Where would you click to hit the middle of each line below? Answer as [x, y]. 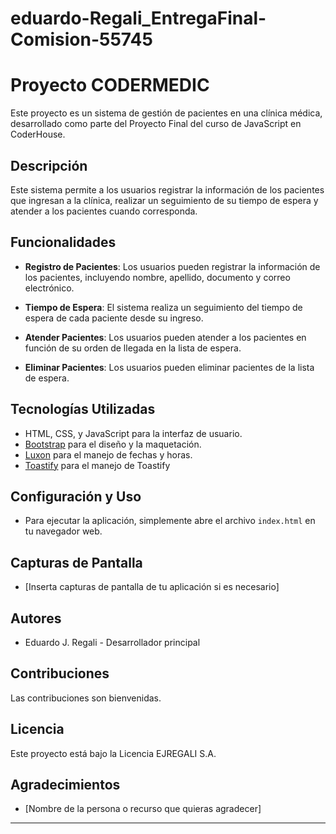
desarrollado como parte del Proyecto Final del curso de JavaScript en [156, 124]
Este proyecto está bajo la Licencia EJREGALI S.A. [113, 753]
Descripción [49, 165]
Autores [36, 618]
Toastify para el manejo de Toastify [97, 465]
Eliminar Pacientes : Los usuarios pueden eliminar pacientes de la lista [169, 367]
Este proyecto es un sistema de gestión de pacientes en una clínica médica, [166, 113]
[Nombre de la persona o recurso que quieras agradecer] [143, 809]
